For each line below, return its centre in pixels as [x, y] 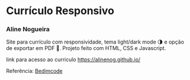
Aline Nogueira [28, 29]
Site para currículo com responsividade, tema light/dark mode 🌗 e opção [95, 42]
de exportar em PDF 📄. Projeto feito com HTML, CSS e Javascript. [86, 48]
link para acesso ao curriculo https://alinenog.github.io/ [73, 59]
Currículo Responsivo [60, 11]
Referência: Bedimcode [34, 71]
